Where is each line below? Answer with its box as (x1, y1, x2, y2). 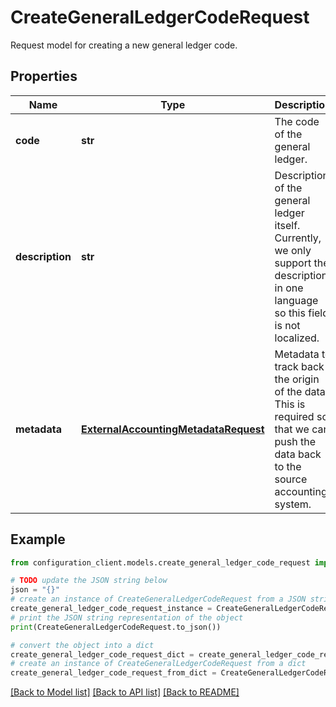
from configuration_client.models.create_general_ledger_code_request (10, 557, 311, 568)
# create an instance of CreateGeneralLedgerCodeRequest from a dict (10, 659, 307, 669)
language (274, 293, 319, 307)
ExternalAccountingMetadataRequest (80, 422, 265, 436)
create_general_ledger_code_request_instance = (10, 604, 213, 614)
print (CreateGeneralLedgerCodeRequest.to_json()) (10, 622, 222, 632)
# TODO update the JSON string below (10, 576, 168, 586)
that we (274, 422, 310, 436)
